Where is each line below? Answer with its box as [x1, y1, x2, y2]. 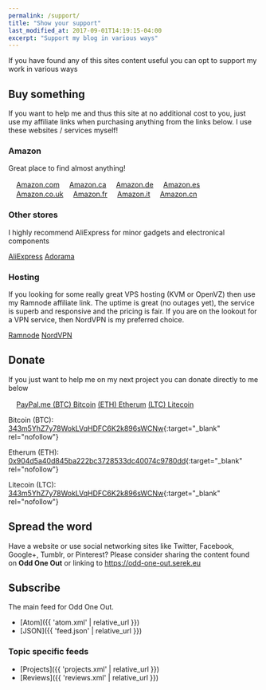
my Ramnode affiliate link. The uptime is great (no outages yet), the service [8, 298, 255, 307]
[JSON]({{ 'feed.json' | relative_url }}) [19, 626, 142, 636]
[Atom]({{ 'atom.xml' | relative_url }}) [19, 617, 140, 627]
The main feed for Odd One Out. [8, 602, 114, 612]
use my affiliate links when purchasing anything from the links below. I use [8, 117, 252, 127]
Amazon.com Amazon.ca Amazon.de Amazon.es [16, 180, 201, 190]
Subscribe [8, 581, 61, 594]
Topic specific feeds [8, 646, 89, 657]
